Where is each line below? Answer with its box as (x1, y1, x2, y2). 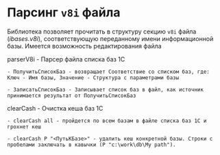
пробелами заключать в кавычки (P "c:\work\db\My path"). (7, 141, 176, 148)
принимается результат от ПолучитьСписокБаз (7, 92, 136, 99)
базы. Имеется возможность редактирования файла (7, 42, 162, 50)
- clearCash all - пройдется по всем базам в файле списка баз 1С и (7, 117, 207, 124)
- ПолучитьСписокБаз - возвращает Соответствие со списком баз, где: (7, 68, 210, 75)
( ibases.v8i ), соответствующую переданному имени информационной (7, 34, 214, 42)
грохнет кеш (7, 123, 41, 130)
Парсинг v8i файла (7, 5, 121, 20)
